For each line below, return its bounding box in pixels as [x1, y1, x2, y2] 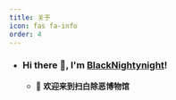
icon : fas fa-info [9, 21, 78, 30]
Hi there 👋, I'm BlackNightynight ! [21, 59, 168, 71]
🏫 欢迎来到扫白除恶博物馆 [35, 80, 130, 91]
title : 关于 [9, 12, 51, 22]
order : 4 [9, 29, 42, 38]
